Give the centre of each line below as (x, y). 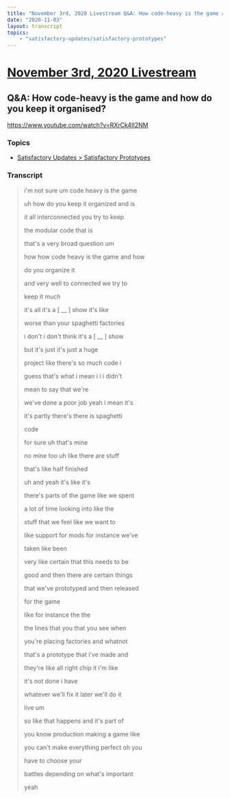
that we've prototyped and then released (81, 588)
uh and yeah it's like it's (57, 482)
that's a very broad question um (69, 243)
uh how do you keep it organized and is (79, 203)
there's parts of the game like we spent (79, 495)
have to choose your (53, 760)
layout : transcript (35, 26)
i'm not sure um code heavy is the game (80, 190)
